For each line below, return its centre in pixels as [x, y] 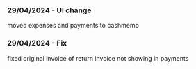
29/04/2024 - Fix [37, 43]
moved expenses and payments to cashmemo [73, 26]
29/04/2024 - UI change [49, 10]
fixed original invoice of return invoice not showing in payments [98, 58]
